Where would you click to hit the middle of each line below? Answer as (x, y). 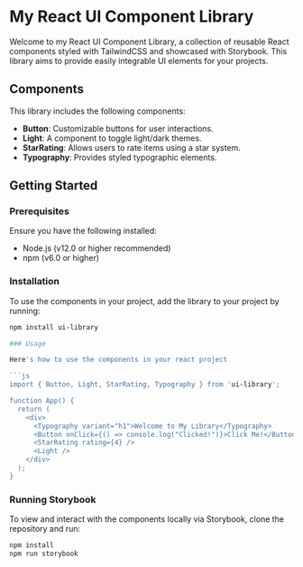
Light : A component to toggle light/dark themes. (112, 138)
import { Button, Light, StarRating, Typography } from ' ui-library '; (145, 385)
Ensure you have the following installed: (83, 231)
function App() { (42, 401)
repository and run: (45, 529)
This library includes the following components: (98, 111)
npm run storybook (44, 554)
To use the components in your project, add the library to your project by (144, 301)
